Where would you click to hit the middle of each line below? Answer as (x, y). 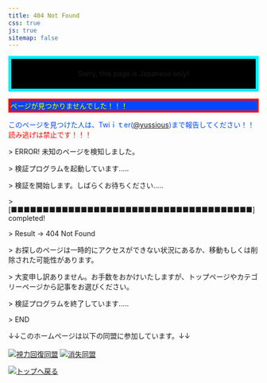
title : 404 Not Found (44, 15)
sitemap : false (33, 38)
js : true (23, 30)
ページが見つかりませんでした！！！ (70, 106)
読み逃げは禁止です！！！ (50, 135)
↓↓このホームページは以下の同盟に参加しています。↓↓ (99, 336)
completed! (27, 219)
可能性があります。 (67, 260)
